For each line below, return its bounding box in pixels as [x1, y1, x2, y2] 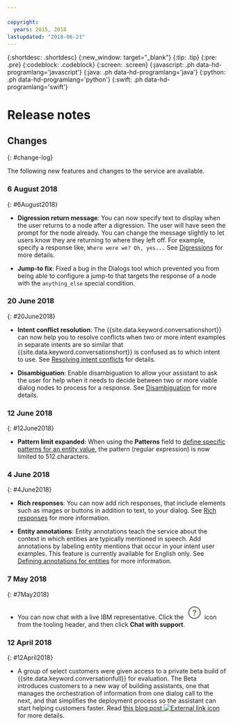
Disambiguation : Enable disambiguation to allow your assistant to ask [17, 368, 218, 377]
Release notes [7, 107, 91, 123]
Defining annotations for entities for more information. [17, 557, 172, 566]
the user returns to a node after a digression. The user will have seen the [17, 221, 226, 229]
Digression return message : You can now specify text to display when [17, 213, 220, 222]
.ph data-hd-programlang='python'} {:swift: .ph [7, 75, 143, 84]
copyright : [7, 18, 39, 26]
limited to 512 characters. [17, 453, 90, 461]
